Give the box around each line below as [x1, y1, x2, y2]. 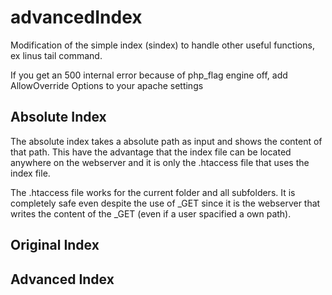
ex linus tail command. [10, 49, 103, 61]
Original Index [10, 237, 100, 254]
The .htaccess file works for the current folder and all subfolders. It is [10, 186, 296, 198]
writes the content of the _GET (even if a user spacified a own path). [10, 207, 292, 220]
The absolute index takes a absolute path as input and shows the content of [10, 135, 323, 147]
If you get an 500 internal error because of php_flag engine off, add [10, 69, 288, 81]
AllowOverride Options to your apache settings [10, 79, 204, 91]
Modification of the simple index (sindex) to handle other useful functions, [10, 39, 315, 51]
